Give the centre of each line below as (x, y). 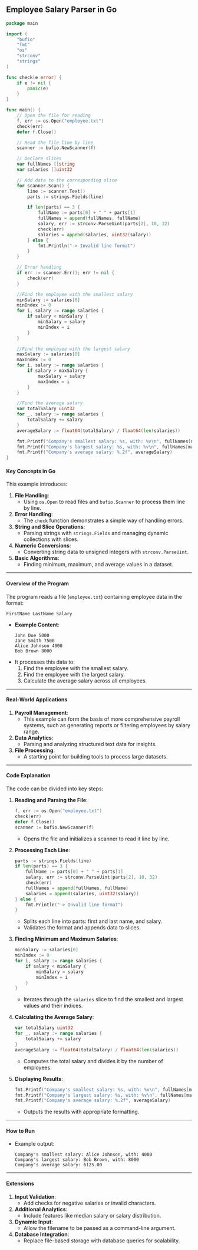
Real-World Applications (37, 700)
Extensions (20, 1183)
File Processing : (34, 750)
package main (22, 23)
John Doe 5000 (32, 635)
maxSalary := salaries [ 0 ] (49, 354)
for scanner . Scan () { (43, 186)
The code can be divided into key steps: (55, 789)
